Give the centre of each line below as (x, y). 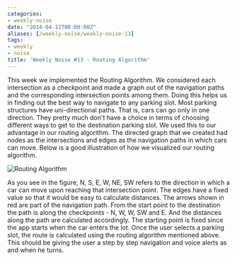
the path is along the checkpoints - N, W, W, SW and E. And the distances (114, 212)
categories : (25, 14)
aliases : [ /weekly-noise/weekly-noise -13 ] (71, 34)
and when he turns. (36, 250)
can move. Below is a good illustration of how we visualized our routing (111, 147)
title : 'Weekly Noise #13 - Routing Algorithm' (79, 60)
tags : (15, 40)
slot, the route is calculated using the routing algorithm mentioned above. (114, 235)
